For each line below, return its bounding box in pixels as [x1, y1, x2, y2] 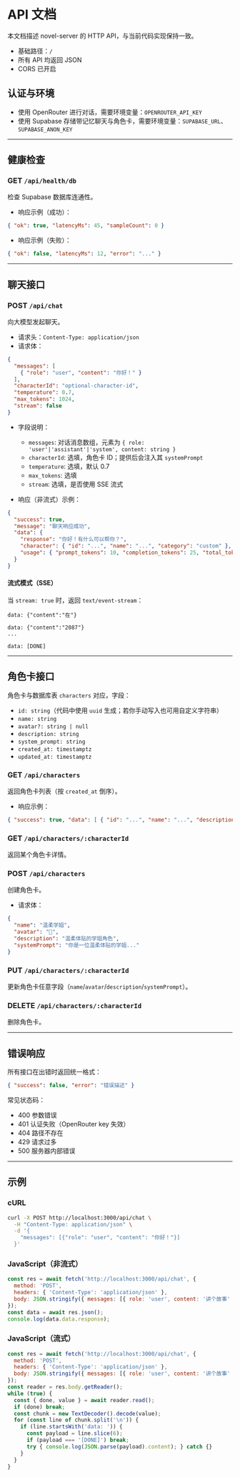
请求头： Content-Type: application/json [17, 333, 139, 341]
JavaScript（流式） [7, 1334, 76, 1344]
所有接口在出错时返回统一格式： [7, 1068, 101, 1077]
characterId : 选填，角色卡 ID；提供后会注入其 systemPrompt [28, 453, 204, 461]
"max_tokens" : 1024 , [14, 395, 75, 403]
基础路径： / [17, 46, 53, 55]
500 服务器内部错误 [17, 1146, 76, 1155]
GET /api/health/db [7, 176, 77, 186]
